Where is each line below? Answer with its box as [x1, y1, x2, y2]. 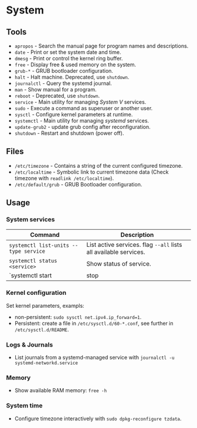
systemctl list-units [9, 242, 69, 249]
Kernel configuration [6, 288, 66, 297]
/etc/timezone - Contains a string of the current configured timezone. [14, 162, 183, 169]
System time [6, 402, 43, 410]
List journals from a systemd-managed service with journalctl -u [14, 354, 175, 361]
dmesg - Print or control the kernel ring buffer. [14, 55, 123, 62]
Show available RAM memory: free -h [14, 387, 107, 394]
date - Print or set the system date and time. [14, 49, 121, 56]
